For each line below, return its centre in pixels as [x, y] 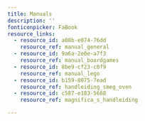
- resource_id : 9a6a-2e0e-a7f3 [60, 54]
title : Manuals [30, 14]
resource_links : [31, 34]
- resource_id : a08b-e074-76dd [60, 41]
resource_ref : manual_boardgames [70, 60]
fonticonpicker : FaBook [43, 27]
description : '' [31, 21]
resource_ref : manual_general [65, 47]
